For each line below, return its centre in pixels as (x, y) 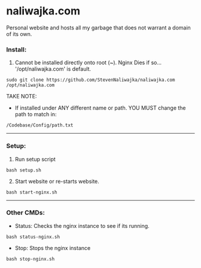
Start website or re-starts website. (57, 181)
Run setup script (35, 159)
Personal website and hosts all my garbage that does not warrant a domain (99, 28)
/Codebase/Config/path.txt (40, 125)
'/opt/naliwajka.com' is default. (53, 69)
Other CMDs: (25, 213)
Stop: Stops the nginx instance (53, 248)
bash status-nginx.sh (33, 237)
